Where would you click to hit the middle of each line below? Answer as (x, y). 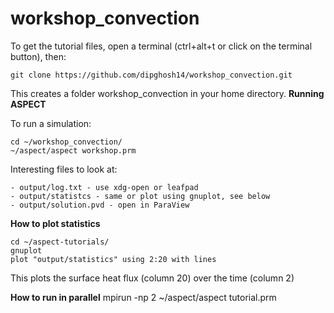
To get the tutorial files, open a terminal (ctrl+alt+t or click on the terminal (161, 46)
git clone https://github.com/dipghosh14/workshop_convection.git (151, 75)
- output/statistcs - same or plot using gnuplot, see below (140, 196)
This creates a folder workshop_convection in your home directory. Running (167, 93)
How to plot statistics (55, 223)
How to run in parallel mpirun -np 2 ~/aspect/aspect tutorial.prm (143, 297)
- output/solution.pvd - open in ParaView (100, 205)
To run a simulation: (51, 123)
